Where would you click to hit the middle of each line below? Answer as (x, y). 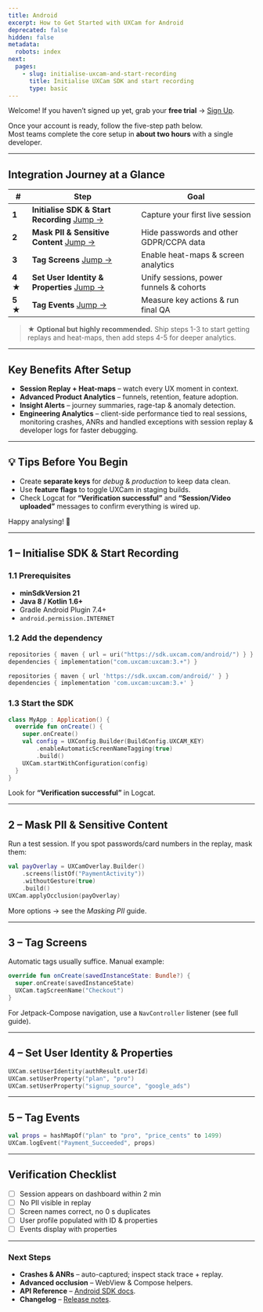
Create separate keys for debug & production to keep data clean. (125, 481)
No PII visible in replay (55, 1202)
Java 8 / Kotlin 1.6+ (51, 601)
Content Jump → (63, 242)
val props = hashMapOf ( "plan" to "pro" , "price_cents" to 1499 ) (115, 1136)
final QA (155, 310)
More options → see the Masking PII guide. (77, 910)
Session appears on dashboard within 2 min (90, 1194)
